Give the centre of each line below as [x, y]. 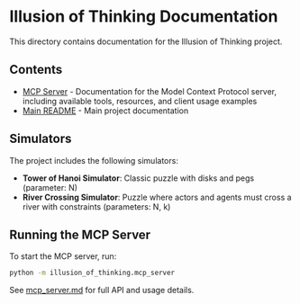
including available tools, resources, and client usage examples [140, 101]
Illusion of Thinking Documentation [144, 17]
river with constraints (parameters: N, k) [96, 206]
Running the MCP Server [80, 234]
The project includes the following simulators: [94, 160]
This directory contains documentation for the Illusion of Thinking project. [146, 41]
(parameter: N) [50, 187]
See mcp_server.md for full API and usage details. [102, 291]
